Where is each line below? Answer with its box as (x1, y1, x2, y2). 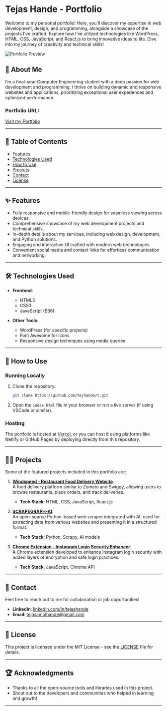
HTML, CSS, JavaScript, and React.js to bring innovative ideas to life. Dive (5, 36, 157, 42)
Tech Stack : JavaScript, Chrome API (19, 564, 95, 570)
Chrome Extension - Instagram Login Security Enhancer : (12, 544, 132, 550)
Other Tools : (12, 318, 39, 324)
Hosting (5, 419, 25, 426)
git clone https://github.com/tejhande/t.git (12, 393, 108, 398)
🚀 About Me (5, 65, 42, 74)
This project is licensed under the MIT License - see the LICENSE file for (5, 644, 153, 650)
